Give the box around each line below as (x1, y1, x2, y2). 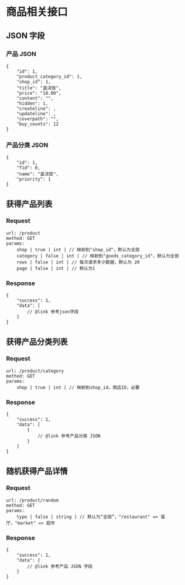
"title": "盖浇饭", (16, 85, 61, 91)
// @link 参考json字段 (27, 309, 79, 315)
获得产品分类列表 (6, 336, 68, 347)
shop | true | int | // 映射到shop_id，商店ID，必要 (16, 385, 140, 390)
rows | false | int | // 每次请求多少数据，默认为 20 (16, 259, 140, 265)
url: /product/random (6, 497, 59, 503)
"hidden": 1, (16, 101, 49, 106)
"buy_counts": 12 (16, 121, 59, 127)
